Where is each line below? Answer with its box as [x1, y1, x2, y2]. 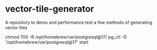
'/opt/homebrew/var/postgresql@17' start [5, 39, 89, 45]
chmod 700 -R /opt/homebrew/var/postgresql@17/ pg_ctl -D [5, 34, 127, 40]
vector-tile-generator [5, 3, 94, 15]
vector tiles [5, 24, 28, 30]
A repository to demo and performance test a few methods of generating [5, 19, 153, 25]
